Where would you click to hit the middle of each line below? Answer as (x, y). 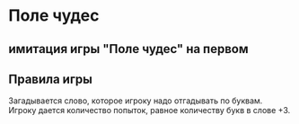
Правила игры (51, 79)
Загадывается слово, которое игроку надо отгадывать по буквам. (136, 101)
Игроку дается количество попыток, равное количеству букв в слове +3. (149, 111)
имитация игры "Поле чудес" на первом (128, 49)
